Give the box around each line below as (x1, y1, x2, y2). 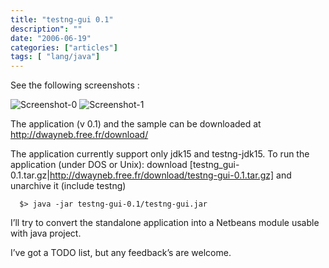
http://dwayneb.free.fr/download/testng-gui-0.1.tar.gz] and (49, 169, 292, 181)
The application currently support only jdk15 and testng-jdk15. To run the (10, 148, 310, 160)
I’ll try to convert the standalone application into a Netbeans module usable (10, 217, 320, 229)
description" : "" (10, 24, 83, 34)
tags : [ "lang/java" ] (10, 52, 101, 62)
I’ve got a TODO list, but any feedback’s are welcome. (10, 247, 232, 259)
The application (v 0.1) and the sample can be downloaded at (10, 118, 262, 130)
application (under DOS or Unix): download (10, 159, 188, 171)
